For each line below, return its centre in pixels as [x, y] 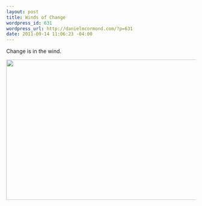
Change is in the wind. [34, 51]
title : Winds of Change [36, 17]
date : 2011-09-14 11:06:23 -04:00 [50, 34]
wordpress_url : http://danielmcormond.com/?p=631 [70, 29]
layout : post [23, 12]
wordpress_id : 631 [29, 23]
